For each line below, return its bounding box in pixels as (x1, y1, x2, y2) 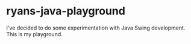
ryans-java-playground (6, 4, 125, 18)
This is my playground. (6, 30, 63, 37)
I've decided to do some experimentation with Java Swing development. (6, 24, 186, 31)
